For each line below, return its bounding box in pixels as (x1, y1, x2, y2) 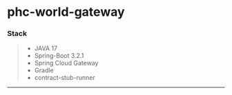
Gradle (34, 66, 54, 74)
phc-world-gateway (7, 4, 126, 20)
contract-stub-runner (34, 74, 95, 82)
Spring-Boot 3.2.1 (34, 52, 84, 60)
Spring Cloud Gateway (34, 59, 99, 67)
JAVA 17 (34, 44, 57, 52)
